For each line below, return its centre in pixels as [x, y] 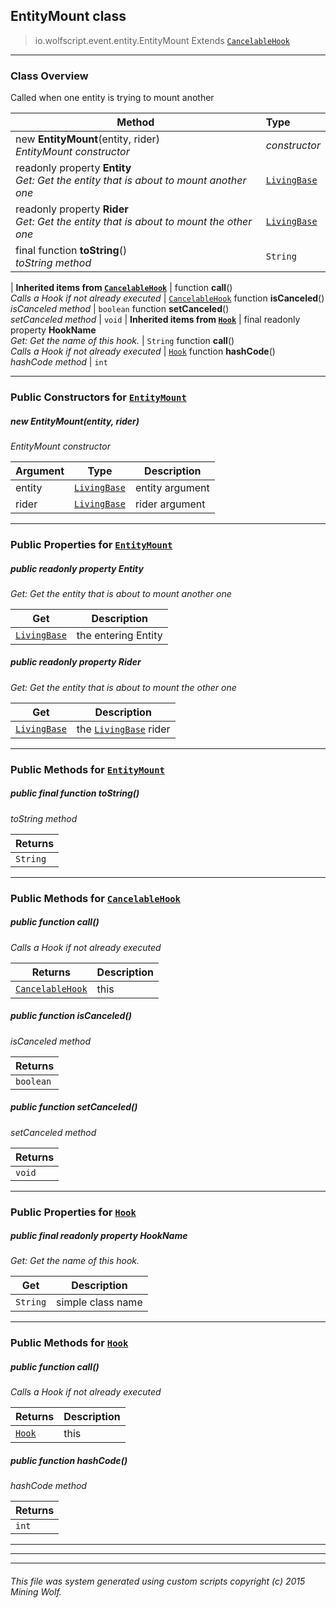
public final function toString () [75, 793]
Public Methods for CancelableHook [95, 898]
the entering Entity [119, 635]
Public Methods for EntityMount [87, 769]
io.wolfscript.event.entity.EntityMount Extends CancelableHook [162, 40]
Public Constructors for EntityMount [98, 397]
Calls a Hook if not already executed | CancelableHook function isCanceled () [167, 298]
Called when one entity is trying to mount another [112, 98]
